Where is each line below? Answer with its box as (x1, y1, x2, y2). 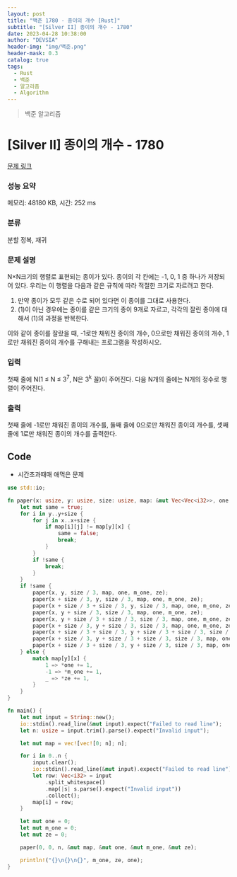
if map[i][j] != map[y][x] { (44, 523, 131, 531)
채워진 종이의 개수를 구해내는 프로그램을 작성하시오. (20, 338, 162, 346)
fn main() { (7, 707, 42, 715)
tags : (7, 63, 23, 70)
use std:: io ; (7, 484, 46, 492)
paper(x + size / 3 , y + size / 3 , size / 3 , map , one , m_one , (32, 622, 223, 629)
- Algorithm (13, 89, 49, 96)
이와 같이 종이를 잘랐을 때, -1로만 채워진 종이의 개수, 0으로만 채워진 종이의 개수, (7, 328, 225, 337)
